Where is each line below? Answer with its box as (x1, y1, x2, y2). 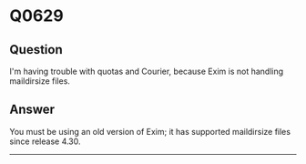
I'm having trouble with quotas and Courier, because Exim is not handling (9, 66, 284, 77)
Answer (9, 102, 56, 118)
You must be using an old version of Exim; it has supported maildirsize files (9, 126, 291, 137)
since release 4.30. (9, 136, 81, 147)
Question (9, 42, 63, 57)
